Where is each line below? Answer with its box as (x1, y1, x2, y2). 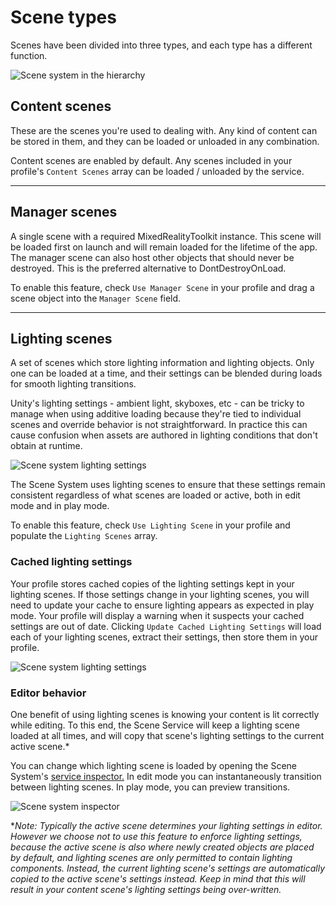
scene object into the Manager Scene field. (10, 292, 182, 304)
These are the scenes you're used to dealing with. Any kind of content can (10, 124, 318, 136)
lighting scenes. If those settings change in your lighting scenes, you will (10, 588, 310, 600)
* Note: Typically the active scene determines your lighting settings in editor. (10, 819, 323, 831)
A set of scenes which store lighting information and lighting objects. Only (10, 357, 315, 369)
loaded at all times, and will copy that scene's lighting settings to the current (10, 729, 325, 741)
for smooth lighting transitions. (10, 378, 137, 390)
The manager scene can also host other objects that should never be (10, 251, 295, 263)
